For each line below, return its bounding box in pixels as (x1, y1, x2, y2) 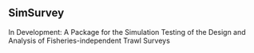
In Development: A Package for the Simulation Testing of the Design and (8, 27, 246, 36)
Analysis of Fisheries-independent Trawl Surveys (8, 36, 170, 45)
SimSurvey (8, 6, 65, 20)
